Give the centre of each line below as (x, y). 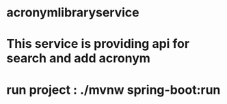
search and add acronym (79, 58)
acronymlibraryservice (73, 13)
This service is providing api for (98, 44)
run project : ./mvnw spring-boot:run (113, 90)
